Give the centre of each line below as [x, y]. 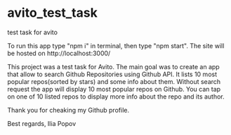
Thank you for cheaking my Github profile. [68, 110]
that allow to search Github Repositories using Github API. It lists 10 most [112, 74]
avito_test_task [53, 13]
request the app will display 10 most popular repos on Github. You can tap [114, 89]
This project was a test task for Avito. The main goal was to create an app [113, 66]
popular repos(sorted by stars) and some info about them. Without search [114, 81]
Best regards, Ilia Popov [42, 123]
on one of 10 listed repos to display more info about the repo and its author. [116, 97]
